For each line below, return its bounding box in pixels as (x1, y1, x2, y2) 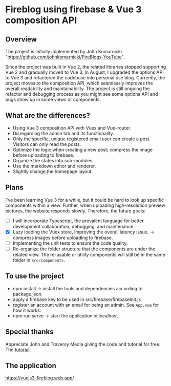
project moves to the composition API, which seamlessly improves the (5, 80, 153, 86)
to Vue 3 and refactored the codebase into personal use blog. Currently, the (5, 75, 165, 80)
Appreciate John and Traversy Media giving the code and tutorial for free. (5, 341, 161, 347)
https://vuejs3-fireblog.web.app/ (5, 375, 74, 381)
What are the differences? (5, 111, 91, 120)
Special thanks (5, 328, 54, 336)
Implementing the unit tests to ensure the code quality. (12, 240, 128, 246)
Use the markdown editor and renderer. (12, 163, 96, 169)
